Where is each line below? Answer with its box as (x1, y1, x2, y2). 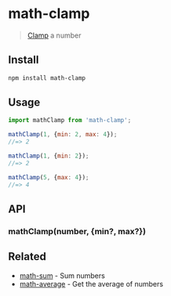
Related (8, 250, 47, 263)
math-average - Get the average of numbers (19, 279, 163, 288)
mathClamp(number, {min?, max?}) (8, 226, 147, 236)
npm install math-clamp (8, 74, 86, 82)
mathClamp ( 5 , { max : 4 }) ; (8, 173, 89, 181)
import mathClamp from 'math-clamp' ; (8, 117, 132, 125)
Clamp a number (27, 31, 82, 40)
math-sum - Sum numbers (19, 271, 106, 280)
